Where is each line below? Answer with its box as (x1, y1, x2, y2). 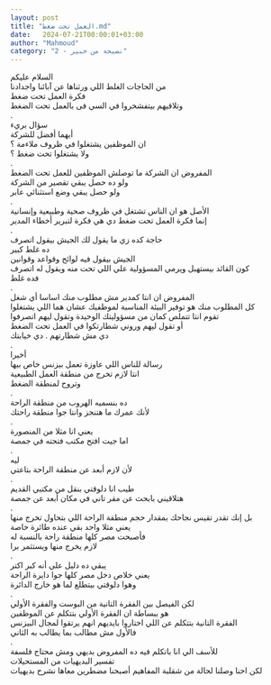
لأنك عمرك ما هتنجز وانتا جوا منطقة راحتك (10, 406, 150, 417)
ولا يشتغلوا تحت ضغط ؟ (10, 148, 89, 159)
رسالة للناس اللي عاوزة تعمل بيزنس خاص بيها (10, 359, 163, 370)
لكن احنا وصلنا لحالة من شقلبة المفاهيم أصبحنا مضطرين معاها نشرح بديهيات (10, 665, 263, 676)
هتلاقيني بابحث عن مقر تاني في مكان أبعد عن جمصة (10, 493, 184, 504)
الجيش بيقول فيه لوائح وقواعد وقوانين (10, 253, 136, 264)
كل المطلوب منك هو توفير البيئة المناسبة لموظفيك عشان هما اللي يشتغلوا (10, 301, 256, 312)
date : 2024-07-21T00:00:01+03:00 (10, 30, 144, 39)
